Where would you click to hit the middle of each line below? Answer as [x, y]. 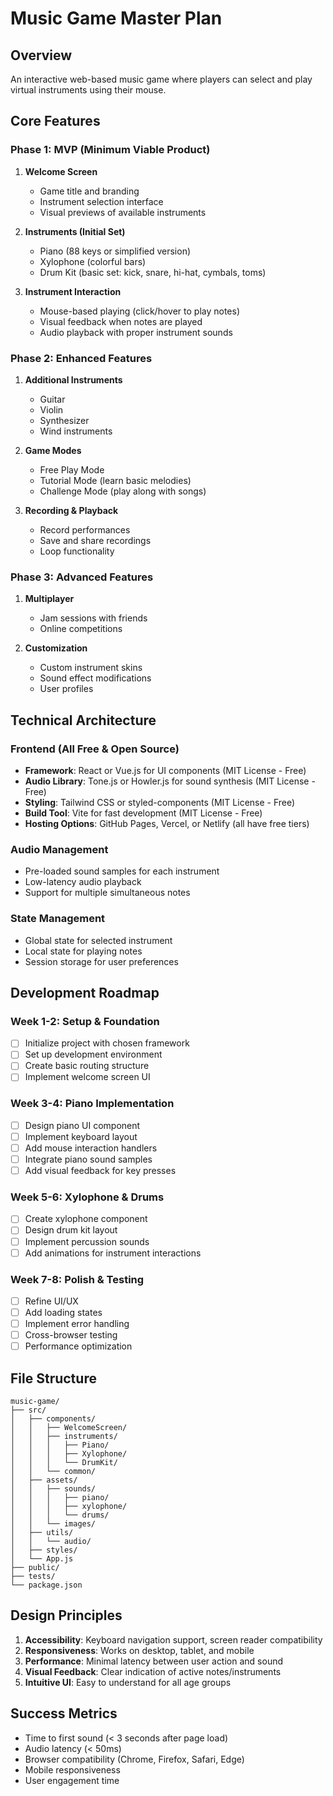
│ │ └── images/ [53, 1524]
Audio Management [59, 849]
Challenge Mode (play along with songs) [123, 491]
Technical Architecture [83, 720]
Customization [56, 648]
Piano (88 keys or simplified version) [115, 251]
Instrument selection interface [101, 201]
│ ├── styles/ [44, 1550]
